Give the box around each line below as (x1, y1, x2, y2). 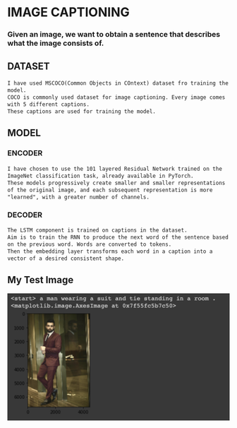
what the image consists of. (7, 38, 104, 48)
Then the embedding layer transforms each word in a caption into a (7, 248, 213, 255)
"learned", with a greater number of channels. (7, 194, 150, 201)
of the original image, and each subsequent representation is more (7, 186, 213, 194)
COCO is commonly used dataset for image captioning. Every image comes (7, 93, 226, 101)
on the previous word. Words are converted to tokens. (7, 241, 172, 248)
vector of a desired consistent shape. (7, 255, 125, 262)
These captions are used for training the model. (7, 107, 157, 115)
